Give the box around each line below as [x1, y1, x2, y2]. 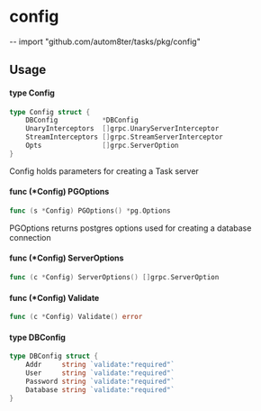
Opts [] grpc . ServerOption [25, 142, 179, 151]
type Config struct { [9, 107, 91, 116]
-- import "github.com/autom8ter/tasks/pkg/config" [9, 36, 201, 47]
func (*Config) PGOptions [9, 187, 110, 197]
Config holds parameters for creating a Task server [9, 165, 200, 177]
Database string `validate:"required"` [25, 385, 175, 394]
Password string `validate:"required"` [25, 377, 175, 386]
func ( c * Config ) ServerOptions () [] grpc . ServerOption [9, 273, 220, 282]
